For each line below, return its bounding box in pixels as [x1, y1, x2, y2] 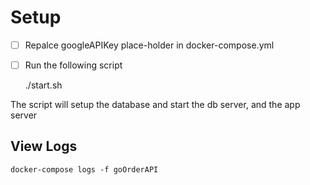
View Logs [10, 138, 78, 155]
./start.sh [24, 79, 63, 91]
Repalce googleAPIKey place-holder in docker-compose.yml [24, 39, 275, 51]
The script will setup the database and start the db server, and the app [10, 99, 301, 111]
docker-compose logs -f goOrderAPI [10, 164, 159, 175]
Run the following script [24, 59, 123, 71]
